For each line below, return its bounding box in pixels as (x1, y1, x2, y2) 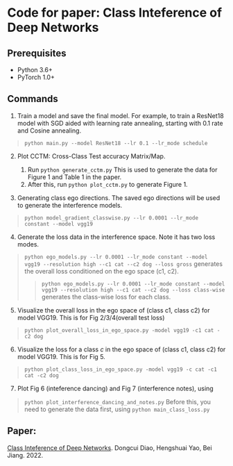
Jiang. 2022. (7, 451, 44, 459)
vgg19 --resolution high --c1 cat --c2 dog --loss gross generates (24, 259, 223, 268)
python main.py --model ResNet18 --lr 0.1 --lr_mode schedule (24, 140, 208, 147)
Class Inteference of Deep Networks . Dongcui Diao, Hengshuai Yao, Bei (7, 443, 213, 452)
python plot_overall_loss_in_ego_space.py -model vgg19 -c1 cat (24, 326, 214, 334)
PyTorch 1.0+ (17, 73, 55, 81)
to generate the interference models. (17, 201, 123, 209)
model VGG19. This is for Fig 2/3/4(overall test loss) (17, 313, 165, 322)
